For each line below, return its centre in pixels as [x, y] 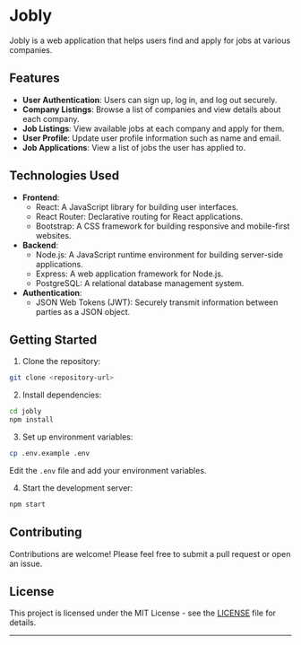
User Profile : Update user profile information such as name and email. [152, 138]
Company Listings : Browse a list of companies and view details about [151, 109]
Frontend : [41, 197]
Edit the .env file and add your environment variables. [108, 470]
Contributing [46, 532]
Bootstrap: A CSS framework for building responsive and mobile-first [163, 226]
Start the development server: [77, 488]
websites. [53, 235]
